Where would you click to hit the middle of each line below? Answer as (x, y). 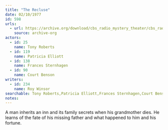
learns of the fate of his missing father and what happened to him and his (81, 117)
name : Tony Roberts (34, 47)
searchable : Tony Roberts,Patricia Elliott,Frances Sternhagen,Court (79, 93)
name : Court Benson (34, 75)
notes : (12, 98)
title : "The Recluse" (28, 10)
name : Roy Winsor (32, 89)
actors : (13, 38)
